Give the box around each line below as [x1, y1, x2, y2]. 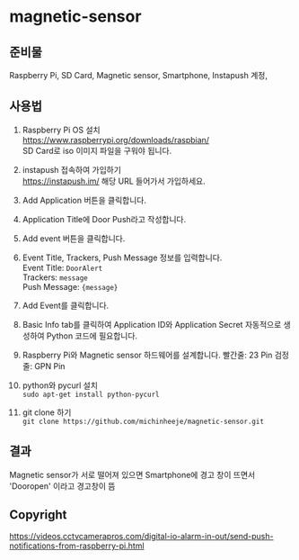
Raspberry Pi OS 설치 [22, 124, 101, 135]
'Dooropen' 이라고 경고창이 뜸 [9, 480, 116, 492]
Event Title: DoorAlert [22, 262, 103, 273]
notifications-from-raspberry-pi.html [9, 540, 145, 551]
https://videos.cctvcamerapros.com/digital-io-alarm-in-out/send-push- [9, 531, 274, 542]
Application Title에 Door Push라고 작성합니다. [22, 213, 187, 224]
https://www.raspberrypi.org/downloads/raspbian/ [22, 134, 209, 145]
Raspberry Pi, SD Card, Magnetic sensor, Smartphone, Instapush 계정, [9, 70, 268, 80]
